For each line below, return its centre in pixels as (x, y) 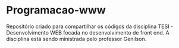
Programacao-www (56, 10)
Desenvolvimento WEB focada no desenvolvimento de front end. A (88, 32)
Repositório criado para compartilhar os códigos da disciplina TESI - (90, 26)
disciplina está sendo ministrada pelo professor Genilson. (76, 39)
